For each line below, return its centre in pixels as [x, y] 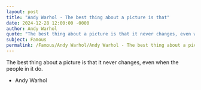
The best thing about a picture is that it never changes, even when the [92, 62]
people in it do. [25, 68]
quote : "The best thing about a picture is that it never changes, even [99, 34]
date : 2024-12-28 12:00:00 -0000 [48, 23]
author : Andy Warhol [32, 28]
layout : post [22, 12]
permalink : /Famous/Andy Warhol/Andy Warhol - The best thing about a [96, 46]
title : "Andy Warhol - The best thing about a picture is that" [88, 17]
